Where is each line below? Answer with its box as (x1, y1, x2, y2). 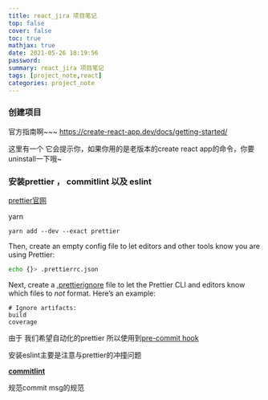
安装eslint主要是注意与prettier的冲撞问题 (8, 350, 142, 360)
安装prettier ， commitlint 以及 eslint (8, 176, 152, 187)
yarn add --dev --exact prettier (8, 227, 120, 235)
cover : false (8, 27, 52, 35)
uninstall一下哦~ (8, 153, 63, 163)
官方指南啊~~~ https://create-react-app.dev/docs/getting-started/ (8, 126, 228, 137)
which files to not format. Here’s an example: (8, 288, 156, 298)
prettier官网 (8, 196, 47, 206)
